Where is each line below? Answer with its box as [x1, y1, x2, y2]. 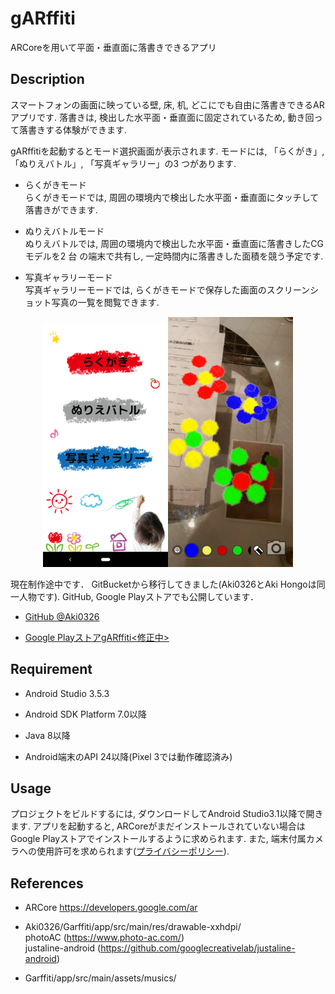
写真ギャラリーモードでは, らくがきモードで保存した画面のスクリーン [24, 283, 311, 296]
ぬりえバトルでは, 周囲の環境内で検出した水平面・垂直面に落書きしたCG [24, 237, 324, 249]
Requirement [10, 661, 93, 678]
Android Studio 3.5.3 [24, 687, 110, 699]
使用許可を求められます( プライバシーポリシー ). [36, 845, 230, 857]
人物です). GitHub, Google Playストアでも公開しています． [18, 590, 259, 602]
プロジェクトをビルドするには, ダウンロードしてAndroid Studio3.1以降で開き [10, 808, 324, 820]
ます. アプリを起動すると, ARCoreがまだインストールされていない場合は [10, 820, 306, 832]
